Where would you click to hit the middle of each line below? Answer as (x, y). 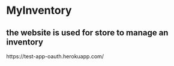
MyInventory (39, 10)
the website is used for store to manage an (87, 33)
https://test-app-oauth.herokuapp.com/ (55, 56)
